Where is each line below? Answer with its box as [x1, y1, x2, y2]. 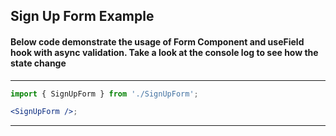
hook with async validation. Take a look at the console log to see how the [10, 46, 319, 58]
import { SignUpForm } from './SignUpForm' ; [10, 89, 199, 99]
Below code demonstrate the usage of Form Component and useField [10, 35, 305, 48]
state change [10, 57, 67, 69]
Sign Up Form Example [10, 8, 155, 25]
